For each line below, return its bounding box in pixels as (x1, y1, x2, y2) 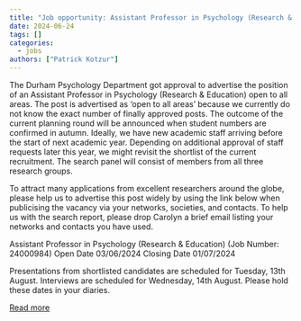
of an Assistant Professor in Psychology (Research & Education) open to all (9, 89, 288, 100)
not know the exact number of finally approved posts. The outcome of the (9, 109, 284, 119)
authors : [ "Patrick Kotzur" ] (9, 55, 119, 64)
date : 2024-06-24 (9, 22, 75, 31)
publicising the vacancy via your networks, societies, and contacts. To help (9, 202, 288, 212)
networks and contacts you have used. (9, 221, 154, 232)
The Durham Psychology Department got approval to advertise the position (9, 80, 288, 90)
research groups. (9, 165, 74, 176)
